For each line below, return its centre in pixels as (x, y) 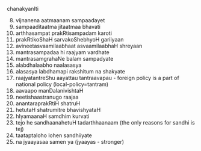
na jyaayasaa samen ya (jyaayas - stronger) (70, 142)
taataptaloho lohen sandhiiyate (54, 135)
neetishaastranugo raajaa (47, 97)
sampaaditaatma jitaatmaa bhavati (58, 27)
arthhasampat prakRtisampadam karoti (63, 33)
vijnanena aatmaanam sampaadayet (60, 20)
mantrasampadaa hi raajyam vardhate (63, 52)
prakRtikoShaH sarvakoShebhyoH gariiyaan (70, 39)
